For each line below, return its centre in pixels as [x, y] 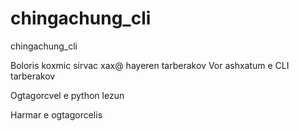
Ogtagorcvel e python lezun [67, 95]
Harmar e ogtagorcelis [56, 114]
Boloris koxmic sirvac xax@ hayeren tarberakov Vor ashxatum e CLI [150, 65]
